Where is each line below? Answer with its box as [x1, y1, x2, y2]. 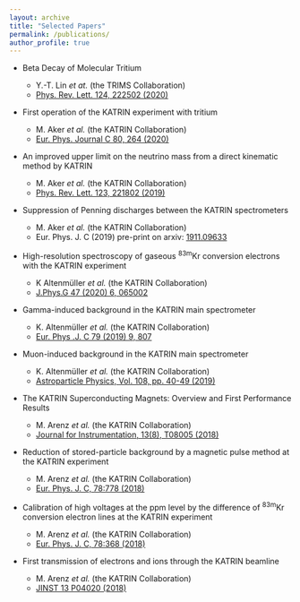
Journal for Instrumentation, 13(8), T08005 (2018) [35, 429, 219, 440]
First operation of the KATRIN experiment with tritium [21, 107, 218, 117]
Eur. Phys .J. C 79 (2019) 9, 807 [35, 331, 152, 341]
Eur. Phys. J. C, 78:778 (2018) [35, 483, 145, 494]
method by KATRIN [21, 160, 93, 171]
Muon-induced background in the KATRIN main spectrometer [21, 348, 249, 359]
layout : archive [9, 13, 70, 22]
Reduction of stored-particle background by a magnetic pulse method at [21, 446, 289, 457]
